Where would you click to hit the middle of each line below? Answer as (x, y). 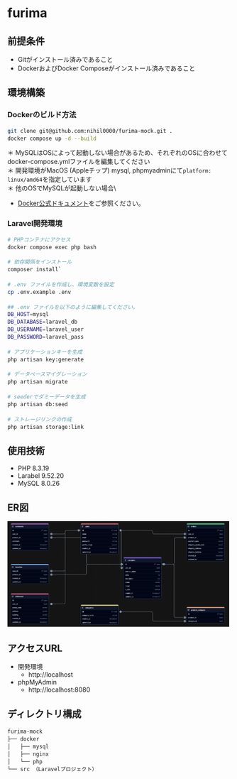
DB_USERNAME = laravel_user (45, 329)
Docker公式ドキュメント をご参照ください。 (81, 203)
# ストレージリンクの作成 (40, 419)
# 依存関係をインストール (40, 262)
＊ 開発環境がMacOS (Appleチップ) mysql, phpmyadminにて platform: (109, 170)
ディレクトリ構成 (44, 714)
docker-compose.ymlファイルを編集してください (79, 162)
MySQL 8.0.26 (39, 484)
